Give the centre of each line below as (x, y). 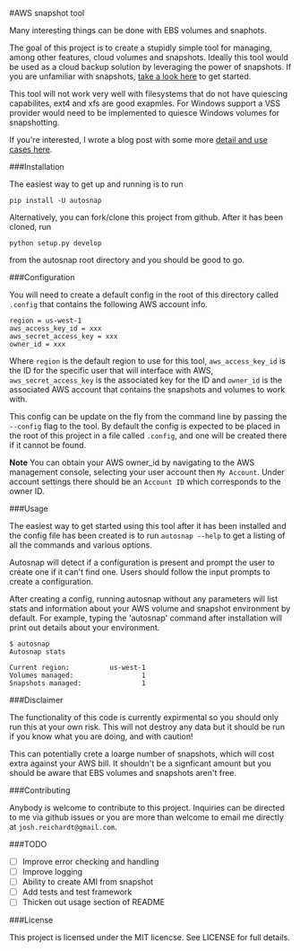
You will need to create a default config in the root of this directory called (144, 295)
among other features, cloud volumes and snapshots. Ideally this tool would (149, 57)
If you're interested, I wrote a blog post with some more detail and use (139, 140)
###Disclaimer (36, 700)
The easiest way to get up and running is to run (96, 184)
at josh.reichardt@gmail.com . (64, 827)
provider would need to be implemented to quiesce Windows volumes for (145, 113)
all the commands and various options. (81, 545)
